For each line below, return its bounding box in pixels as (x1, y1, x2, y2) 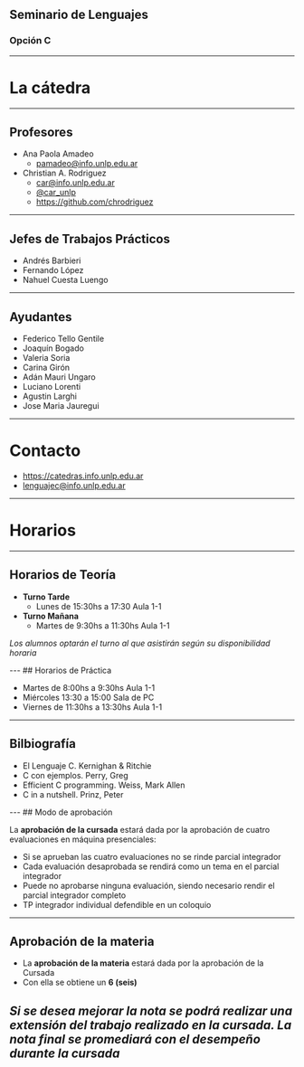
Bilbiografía (9, 736, 77, 751)
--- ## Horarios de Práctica (9, 665, 112, 675)
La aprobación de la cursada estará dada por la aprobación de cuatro (9, 824, 271, 835)
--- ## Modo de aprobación (9, 807, 113, 817)
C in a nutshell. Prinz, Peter (22, 788, 124, 799)
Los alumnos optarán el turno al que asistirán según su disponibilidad (9, 637, 271, 648)
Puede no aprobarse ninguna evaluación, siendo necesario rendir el (22, 880, 275, 891)
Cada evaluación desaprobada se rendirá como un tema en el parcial (22, 861, 280, 872)
